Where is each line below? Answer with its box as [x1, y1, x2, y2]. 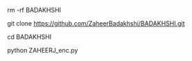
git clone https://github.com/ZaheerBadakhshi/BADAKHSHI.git [7, 19, 185, 27]
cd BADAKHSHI [7, 33, 52, 41]
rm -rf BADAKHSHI [7, 6, 61, 14]
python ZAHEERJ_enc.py [7, 46, 78, 54]
